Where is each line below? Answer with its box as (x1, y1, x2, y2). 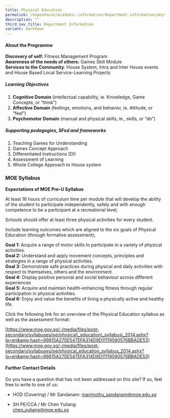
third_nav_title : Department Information (5, 21, 94, 27)
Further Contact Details (5, 365, 56, 371)
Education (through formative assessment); (5, 232, 96, 238)
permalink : (5, 12, 28, 17)
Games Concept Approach (12, 145, 68, 152)
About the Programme (5, 42, 53, 48)
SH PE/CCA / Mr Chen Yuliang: (12, 401, 77, 407)
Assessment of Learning (12, 156, 64, 163)
